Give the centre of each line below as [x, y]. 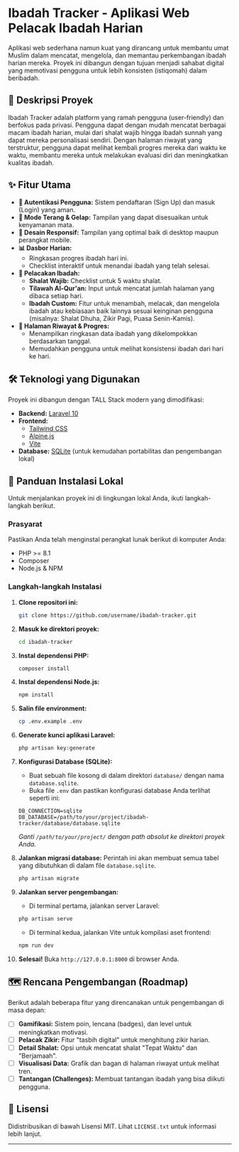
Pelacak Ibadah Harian [76, 28]
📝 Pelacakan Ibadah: [49, 273]
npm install [36, 695]
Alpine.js [41, 436]
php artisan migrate [49, 879]
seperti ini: [44, 798]
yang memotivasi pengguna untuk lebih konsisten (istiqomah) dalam [108, 70]
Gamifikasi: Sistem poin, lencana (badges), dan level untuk [105, 1024]
